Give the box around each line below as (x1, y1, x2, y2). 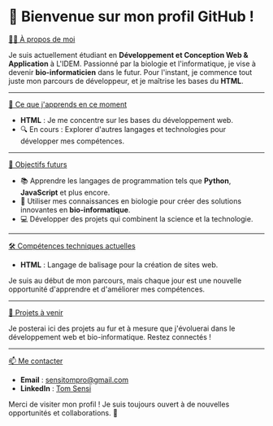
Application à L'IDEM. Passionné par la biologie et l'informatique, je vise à (8, 59, 256, 68)
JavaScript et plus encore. (19, 187, 110, 197)
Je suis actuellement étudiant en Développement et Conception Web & (8, 50, 249, 59)
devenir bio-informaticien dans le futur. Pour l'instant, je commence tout (8, 67, 253, 77)
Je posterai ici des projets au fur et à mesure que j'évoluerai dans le (8, 323, 236, 333)
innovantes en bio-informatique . (19, 204, 131, 214)
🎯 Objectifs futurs (8, 159, 67, 169)
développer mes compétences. (19, 136, 124, 146)
